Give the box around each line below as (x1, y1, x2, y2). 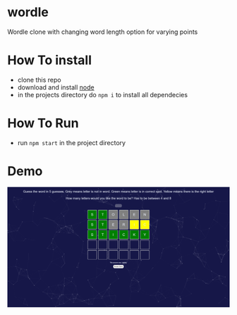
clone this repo (17, 75, 61, 84)
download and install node (17, 82, 95, 92)
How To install (7, 52, 92, 68)
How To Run (7, 116, 79, 131)
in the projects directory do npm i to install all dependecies (17, 90, 188, 99)
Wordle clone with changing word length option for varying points (7, 27, 198, 36)
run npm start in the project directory (17, 138, 126, 147)
